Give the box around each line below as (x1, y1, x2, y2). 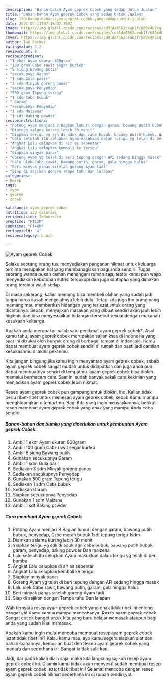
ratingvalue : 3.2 (5, 44, 42, 49)
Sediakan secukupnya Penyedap (12, 471, 80, 477)
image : (5, 26, 19, 31)
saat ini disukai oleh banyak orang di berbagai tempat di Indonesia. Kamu (5, 338, 155, 344)
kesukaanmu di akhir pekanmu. (5, 348, 69, 354)
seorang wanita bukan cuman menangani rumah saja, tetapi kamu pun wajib (5, 271, 161, 277)
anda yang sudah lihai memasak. (5, 620, 73, 626)
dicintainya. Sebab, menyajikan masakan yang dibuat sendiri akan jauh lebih (5, 307, 161, 313)
